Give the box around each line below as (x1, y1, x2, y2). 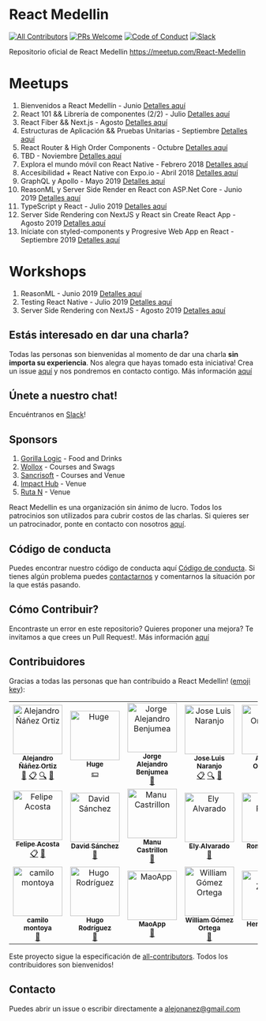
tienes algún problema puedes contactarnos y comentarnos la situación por (9, 572, 256, 581)
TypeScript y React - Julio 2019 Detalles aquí (20, 201, 167, 211)
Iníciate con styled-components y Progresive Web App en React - (20, 227, 234, 236)
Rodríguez (78, 923, 112, 933)
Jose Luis (193, 754, 225, 763)
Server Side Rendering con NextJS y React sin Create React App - (20, 209, 236, 219)
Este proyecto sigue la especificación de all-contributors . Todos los (9, 952, 228, 961)
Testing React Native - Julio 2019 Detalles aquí (20, 297, 173, 306)
